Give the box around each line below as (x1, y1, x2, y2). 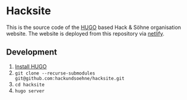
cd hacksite (14, 82, 45, 88)
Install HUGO (14, 63, 47, 70)
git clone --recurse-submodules (14, 70, 95, 76)
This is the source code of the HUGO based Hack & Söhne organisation (6, 24, 182, 31)
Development (6, 47, 58, 57)
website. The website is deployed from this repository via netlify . (6, 30, 165, 37)
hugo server (14, 88, 45, 94)
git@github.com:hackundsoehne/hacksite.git (14, 75, 125, 81)
